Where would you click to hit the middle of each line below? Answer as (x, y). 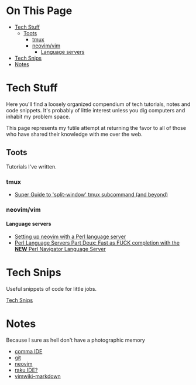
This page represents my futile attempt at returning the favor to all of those (96, 128)
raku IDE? (26, 370)
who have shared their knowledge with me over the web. (74, 134)
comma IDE (28, 351)
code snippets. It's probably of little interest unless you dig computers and (96, 110)
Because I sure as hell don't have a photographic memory (75, 340)
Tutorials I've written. (31, 166)
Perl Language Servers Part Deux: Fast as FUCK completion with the (97, 243)
